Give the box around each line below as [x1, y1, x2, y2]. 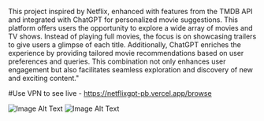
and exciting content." [8, 74, 80, 82]
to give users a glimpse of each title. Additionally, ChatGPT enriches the [8, 40, 242, 49]
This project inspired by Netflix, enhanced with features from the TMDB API [8, 7, 253, 16]
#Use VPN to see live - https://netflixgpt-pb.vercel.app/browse [8, 89, 212, 97]
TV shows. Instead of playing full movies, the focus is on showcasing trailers [8, 31, 257, 41]
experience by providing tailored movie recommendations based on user [8, 49, 244, 57]
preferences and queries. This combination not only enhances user [8, 57, 226, 66]
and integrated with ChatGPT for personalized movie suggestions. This [8, 15, 239, 24]
